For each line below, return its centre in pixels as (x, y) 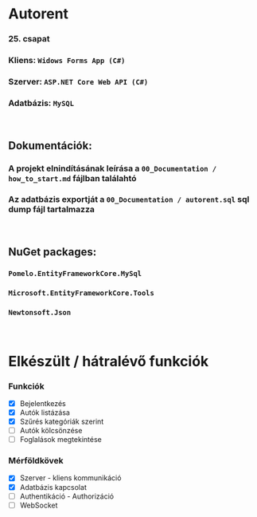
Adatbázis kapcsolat (53, 487)
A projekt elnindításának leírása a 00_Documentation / (113, 168)
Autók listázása (45, 412)
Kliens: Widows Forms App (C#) (67, 61)
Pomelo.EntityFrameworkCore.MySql (75, 274)
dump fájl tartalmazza (52, 210)
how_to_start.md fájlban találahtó (72, 178)
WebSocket (39, 505)
